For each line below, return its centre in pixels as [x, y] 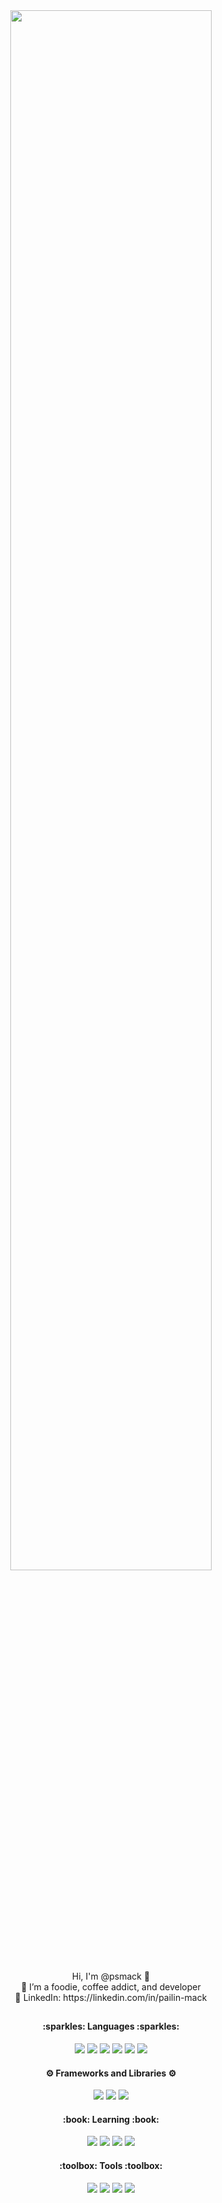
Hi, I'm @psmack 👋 [111, 1976]
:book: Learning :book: [111, 2119]
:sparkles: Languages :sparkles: [111, 2026]
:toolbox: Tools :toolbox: [111, 2165]
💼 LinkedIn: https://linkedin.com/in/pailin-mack [111, 1997]
